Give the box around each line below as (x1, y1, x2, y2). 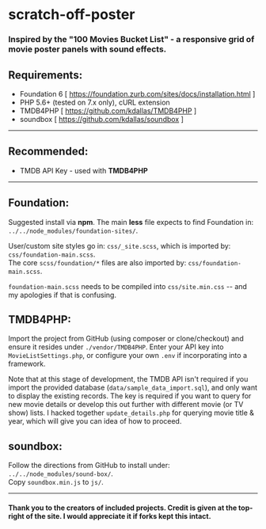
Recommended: (8, 145, 89, 158)
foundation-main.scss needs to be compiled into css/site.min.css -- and (8, 281, 248, 291)
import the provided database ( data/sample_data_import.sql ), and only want (8, 382, 258, 393)
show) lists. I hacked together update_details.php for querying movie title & (8, 408, 255, 417)
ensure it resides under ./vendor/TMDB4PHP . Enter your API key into (8, 342, 224, 352)
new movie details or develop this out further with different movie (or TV (8, 400, 244, 409)
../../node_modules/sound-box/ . (8, 469, 113, 478)
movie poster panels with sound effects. (8, 44, 167, 55)
